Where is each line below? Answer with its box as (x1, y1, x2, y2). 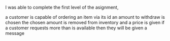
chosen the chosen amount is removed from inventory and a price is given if (5, 20, 165, 25)
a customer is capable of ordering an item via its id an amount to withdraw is (5, 14, 165, 20)
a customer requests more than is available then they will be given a (5, 25, 147, 31)
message (5, 30, 24, 36)
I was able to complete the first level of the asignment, (5, 5, 119, 10)
